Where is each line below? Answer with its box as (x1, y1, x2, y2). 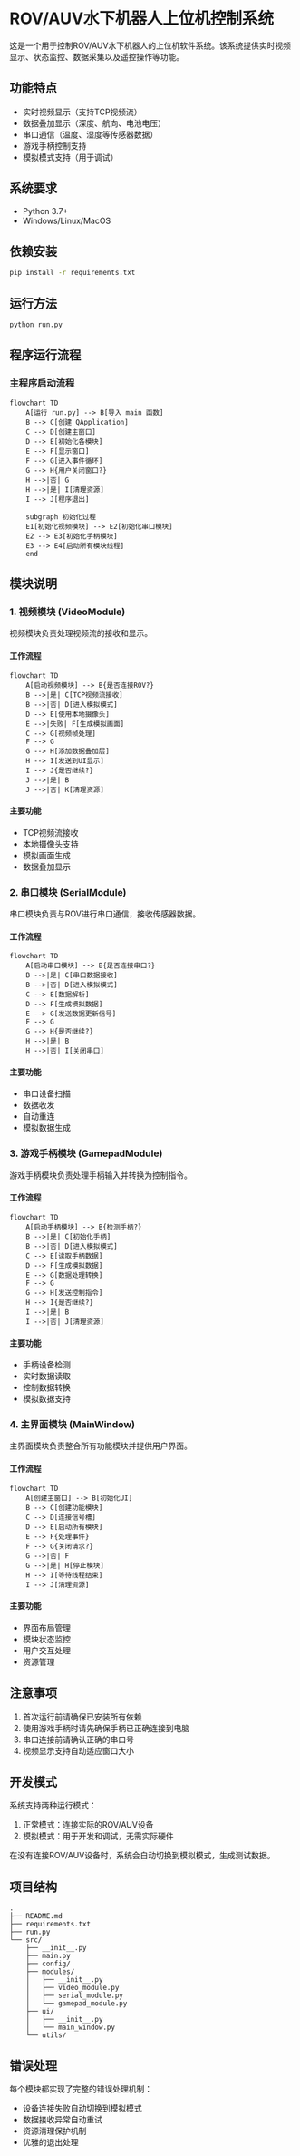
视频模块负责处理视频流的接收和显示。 (9, 628, 152, 639)
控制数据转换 (22, 1382, 71, 1393)
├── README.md (9, 1912, 63, 1921)
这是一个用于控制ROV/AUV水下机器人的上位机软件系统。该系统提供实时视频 (9, 40, 292, 51)
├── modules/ (25, 1967, 75, 1976)
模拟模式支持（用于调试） (22, 152, 119, 162)
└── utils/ (25, 2031, 67, 2040)
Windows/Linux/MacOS (22, 215, 111, 226)
